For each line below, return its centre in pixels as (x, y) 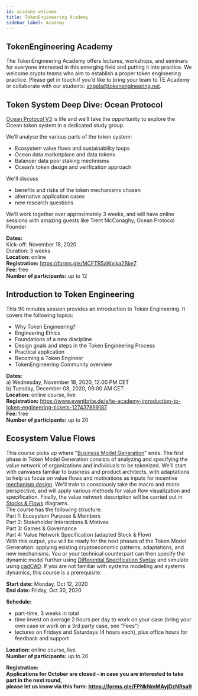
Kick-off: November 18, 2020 (41, 244)
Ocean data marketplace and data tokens (65, 154)
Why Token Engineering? (45, 326)
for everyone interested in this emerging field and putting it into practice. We (99, 67)
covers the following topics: (40, 315)
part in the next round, (34, 680)
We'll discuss (22, 179)
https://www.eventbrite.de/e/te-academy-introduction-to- (111, 401)
